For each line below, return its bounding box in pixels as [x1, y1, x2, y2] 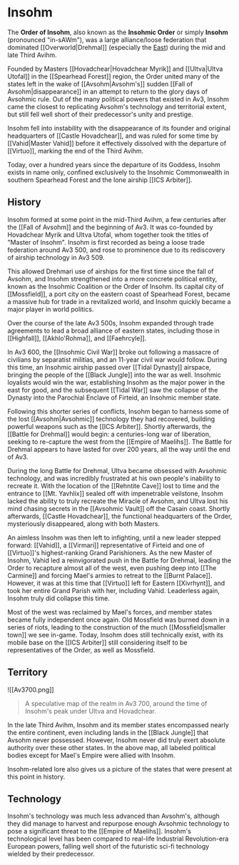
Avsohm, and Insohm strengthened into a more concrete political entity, [7, 274, 218, 283]
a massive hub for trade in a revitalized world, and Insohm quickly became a [7, 297, 231, 305]
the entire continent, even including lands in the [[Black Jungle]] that [7, 728, 209, 737]
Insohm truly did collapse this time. [7, 594, 111, 602]
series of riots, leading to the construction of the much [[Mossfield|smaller [7, 622, 226, 632]
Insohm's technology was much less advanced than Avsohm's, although [7, 811, 220, 821]
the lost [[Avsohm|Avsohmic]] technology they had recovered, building [7, 415, 215, 423]
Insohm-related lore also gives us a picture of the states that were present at [7, 764, 233, 773]
